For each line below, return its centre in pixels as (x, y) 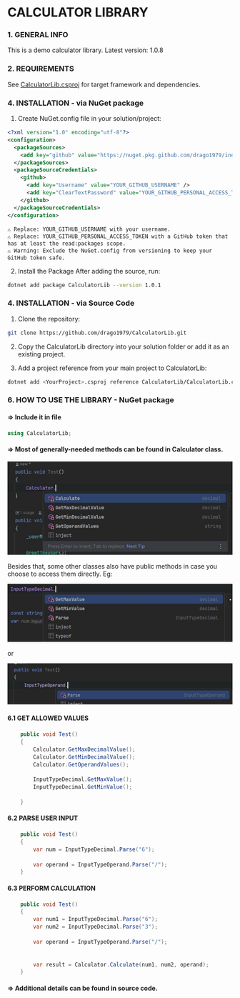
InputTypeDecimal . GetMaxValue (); (83, 779)
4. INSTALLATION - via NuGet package (76, 103)
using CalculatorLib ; (40, 433)
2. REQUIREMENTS (41, 69)
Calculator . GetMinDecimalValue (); (84, 757)
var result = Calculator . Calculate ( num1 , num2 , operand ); (121, 964)
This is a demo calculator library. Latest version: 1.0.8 (86, 50)
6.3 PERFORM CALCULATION (52, 888)
